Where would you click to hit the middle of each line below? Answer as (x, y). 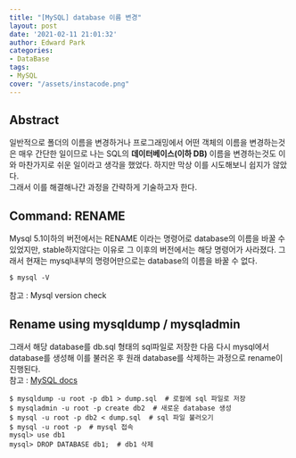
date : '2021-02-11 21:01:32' (63, 34)
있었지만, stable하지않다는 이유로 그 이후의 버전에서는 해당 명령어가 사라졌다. (143, 250)
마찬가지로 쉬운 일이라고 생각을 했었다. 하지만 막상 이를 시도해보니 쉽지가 (144, 165)
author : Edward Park (48, 42)
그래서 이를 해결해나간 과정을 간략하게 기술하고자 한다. (103, 187)
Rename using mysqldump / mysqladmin (125, 324)
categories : (31, 51)
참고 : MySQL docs (44, 380)
